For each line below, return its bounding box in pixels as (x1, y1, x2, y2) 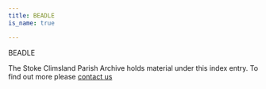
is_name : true (8, 19, 56, 27)
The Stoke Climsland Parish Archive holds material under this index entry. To (8, 63, 259, 72)
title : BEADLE (8, 11, 56, 20)
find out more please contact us (8, 72, 113, 81)
